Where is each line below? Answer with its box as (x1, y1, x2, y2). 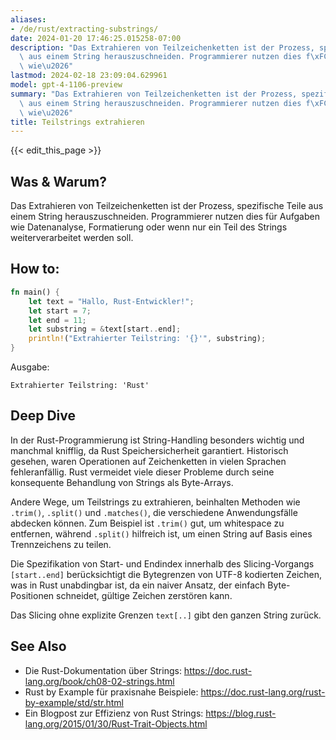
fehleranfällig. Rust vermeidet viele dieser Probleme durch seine (10, 466, 275, 478)
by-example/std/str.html (24, 696, 124, 708)
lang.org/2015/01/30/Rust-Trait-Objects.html (24, 717, 208, 730)
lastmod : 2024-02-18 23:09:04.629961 (10, 71, 168, 81)
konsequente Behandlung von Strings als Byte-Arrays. (10, 476, 234, 488)
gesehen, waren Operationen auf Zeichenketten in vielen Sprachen (10, 455, 287, 467)
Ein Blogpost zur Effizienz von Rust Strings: (24, 707, 204, 719)
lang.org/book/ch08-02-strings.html (24, 675, 175, 687)
